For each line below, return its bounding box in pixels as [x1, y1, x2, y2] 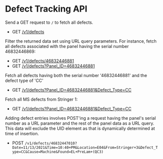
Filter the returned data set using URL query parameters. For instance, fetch [5, 38, 157, 44]
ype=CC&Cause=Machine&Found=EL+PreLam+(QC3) [12, 149, 104, 154]
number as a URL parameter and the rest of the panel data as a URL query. [5, 120, 154, 126]
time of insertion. [5, 130, 39, 136]
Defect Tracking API [5, 3, 87, 15]
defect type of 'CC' [5, 78, 44, 83]
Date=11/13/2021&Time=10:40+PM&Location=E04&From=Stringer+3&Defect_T [12, 145, 158, 150]
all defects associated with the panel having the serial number [5, 43, 129, 49]
